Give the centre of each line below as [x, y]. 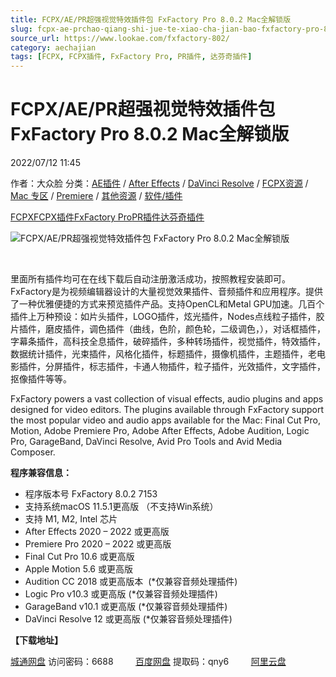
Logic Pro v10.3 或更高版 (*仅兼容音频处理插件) [121, 594]
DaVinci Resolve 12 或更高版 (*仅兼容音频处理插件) [128, 619]
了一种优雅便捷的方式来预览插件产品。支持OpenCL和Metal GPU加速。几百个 [167, 304]
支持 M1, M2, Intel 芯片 [71, 519]
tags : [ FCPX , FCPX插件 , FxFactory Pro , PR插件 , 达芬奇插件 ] [131, 57]
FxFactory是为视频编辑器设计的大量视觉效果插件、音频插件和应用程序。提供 [166, 292]
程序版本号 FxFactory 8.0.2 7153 [91, 494]
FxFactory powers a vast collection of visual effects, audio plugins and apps [167, 399]
